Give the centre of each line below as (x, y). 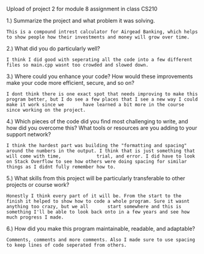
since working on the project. (46, 110)
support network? (29, 134)
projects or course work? (38, 185)
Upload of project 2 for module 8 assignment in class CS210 (82, 9)
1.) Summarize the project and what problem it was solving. (81, 20)
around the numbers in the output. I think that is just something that (101, 151)
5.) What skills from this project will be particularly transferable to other (96, 178)
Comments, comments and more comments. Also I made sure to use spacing (101, 240)
